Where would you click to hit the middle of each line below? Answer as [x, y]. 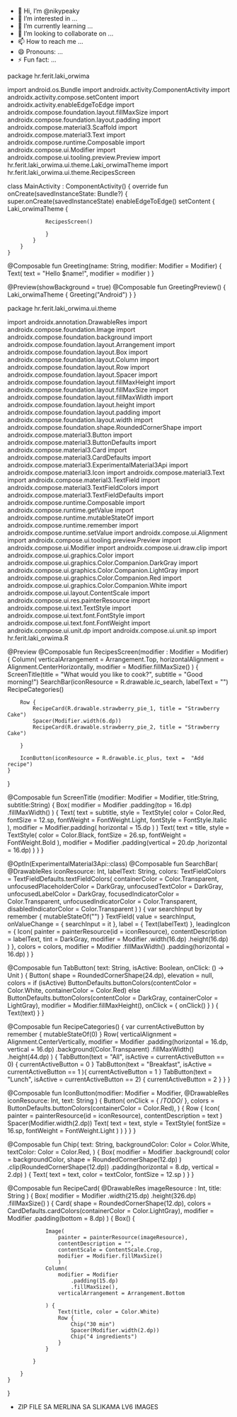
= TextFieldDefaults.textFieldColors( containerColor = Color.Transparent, [113, 879]
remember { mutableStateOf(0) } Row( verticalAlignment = [92, 1034]
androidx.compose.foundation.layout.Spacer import [82, 375]
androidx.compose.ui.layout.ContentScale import [79, 593]
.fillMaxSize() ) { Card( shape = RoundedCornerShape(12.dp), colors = [110, 1203]
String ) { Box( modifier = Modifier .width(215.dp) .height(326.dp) [102, 1196]
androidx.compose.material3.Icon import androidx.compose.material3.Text [116, 472]
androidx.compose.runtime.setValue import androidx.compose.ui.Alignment [117, 533]
